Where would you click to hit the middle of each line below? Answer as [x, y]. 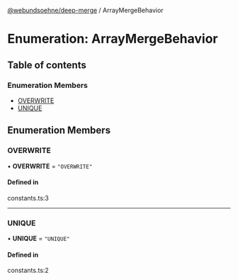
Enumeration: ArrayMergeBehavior [113, 39]
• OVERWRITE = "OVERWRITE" [50, 166]
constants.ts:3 [28, 198]
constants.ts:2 [28, 270]
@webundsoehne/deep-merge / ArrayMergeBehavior [86, 10]
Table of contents [47, 65]
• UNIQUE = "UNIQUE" [39, 239]
